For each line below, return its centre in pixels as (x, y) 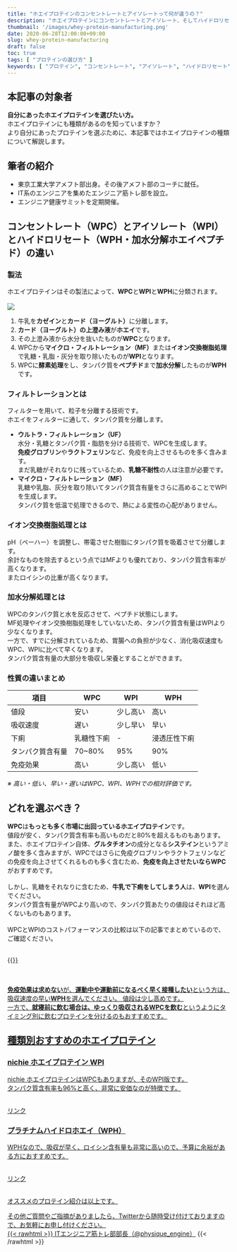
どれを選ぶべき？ (44, 808)
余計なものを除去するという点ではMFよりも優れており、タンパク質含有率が (117, 559)
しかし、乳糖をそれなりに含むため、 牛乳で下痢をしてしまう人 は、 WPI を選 (115, 886)
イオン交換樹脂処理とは (47, 525)
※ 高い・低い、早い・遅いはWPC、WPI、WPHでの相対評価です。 (102, 784)
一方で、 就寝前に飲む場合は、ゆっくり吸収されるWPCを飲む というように (114, 1007)
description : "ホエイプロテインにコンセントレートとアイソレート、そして (103, 20)
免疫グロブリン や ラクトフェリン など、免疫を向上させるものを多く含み (120, 452)
